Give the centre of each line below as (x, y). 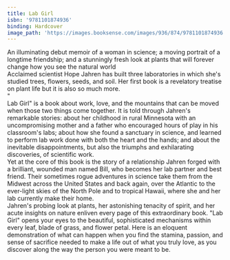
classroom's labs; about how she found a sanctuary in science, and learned (114, 133)
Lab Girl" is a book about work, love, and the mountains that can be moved (113, 103)
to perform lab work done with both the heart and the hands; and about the (114, 140)
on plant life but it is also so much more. (64, 89)
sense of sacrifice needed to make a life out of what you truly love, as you (112, 242)
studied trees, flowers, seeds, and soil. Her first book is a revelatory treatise (115, 82)
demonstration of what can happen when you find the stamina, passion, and (115, 235)
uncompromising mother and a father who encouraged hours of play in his (113, 125)
